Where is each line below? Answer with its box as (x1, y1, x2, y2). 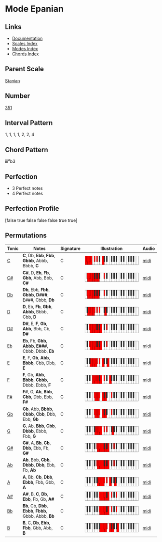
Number (5, 92, 30, 100)
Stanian (5, 77, 20, 83)
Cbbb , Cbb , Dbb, (22, 411, 56, 417)
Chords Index (12, 51, 39, 57)
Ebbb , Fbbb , (22, 508, 47, 514)
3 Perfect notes (12, 186, 43, 191)
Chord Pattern (5, 145, 48, 154)
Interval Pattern (5, 119, 53, 127)
